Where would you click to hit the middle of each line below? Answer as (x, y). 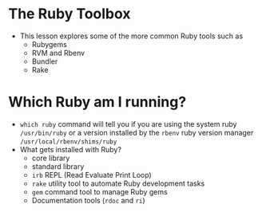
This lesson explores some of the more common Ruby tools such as (131, 36)
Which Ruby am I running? (97, 102)
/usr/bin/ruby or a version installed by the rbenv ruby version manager (137, 132)
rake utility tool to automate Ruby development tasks (118, 183)
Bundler (45, 61)
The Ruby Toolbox (69, 14)
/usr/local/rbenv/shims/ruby (68, 141)
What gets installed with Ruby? (71, 149)
